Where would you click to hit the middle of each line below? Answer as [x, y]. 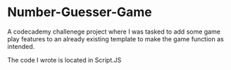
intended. [21, 46]
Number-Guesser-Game [80, 12]
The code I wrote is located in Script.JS [64, 59]
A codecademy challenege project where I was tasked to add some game [114, 31]
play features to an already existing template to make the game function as [115, 38]
